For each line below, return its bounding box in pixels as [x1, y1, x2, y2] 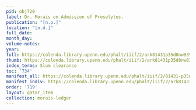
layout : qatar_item [6, 90, 54, 95]
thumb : [6, 57, 22, 63]
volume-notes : [6, 41, 41, 47]
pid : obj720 [6, 8, 35, 15]
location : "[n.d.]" [6, 24, 54, 31]
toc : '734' [6, 68, 33, 74]
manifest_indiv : [6, 79, 45, 85]
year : [6, 47, 19, 52]
